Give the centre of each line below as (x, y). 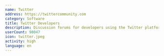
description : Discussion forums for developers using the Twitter (74, 28)
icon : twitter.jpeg (25, 37)
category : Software (25, 19)
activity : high (20, 41)
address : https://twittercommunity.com (46, 14)
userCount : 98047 (23, 32)
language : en (18, 46)
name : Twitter (20, 9)
